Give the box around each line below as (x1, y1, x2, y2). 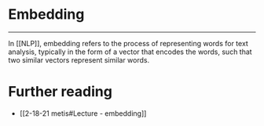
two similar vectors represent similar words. (8, 55, 150, 64)
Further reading (8, 83, 112, 101)
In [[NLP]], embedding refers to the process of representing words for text (8, 38, 249, 48)
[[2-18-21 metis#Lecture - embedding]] (19, 108, 147, 118)
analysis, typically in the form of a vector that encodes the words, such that (8, 47, 253, 56)
